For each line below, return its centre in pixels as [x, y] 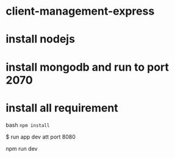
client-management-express [80, 11]
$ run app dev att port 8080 [41, 137]
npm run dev [22, 148]
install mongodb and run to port [87, 67]
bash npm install [28, 125]
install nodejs [41, 39]
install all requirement [62, 108]
